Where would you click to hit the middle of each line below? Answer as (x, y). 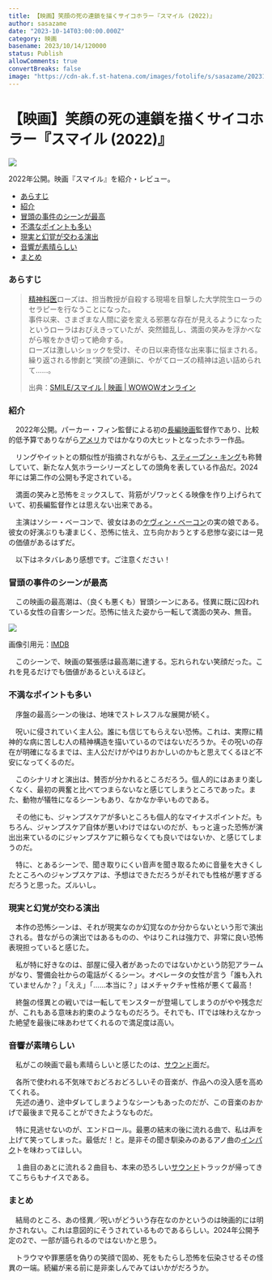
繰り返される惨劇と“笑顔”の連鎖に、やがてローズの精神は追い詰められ (144, 360)
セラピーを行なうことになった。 (81, 309)
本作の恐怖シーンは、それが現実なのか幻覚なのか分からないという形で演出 (139, 928)
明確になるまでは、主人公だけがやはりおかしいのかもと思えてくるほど (139, 751)
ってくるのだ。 (54, 762)
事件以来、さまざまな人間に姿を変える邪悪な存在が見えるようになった (145, 319)
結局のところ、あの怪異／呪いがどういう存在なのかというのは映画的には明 (139, 1220)
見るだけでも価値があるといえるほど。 (86, 672)
